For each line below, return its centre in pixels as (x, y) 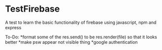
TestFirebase (32, 9)
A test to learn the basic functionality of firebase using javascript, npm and (81, 22)
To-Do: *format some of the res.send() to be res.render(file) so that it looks (81, 37)
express (13, 27)
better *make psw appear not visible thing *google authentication (71, 42)
